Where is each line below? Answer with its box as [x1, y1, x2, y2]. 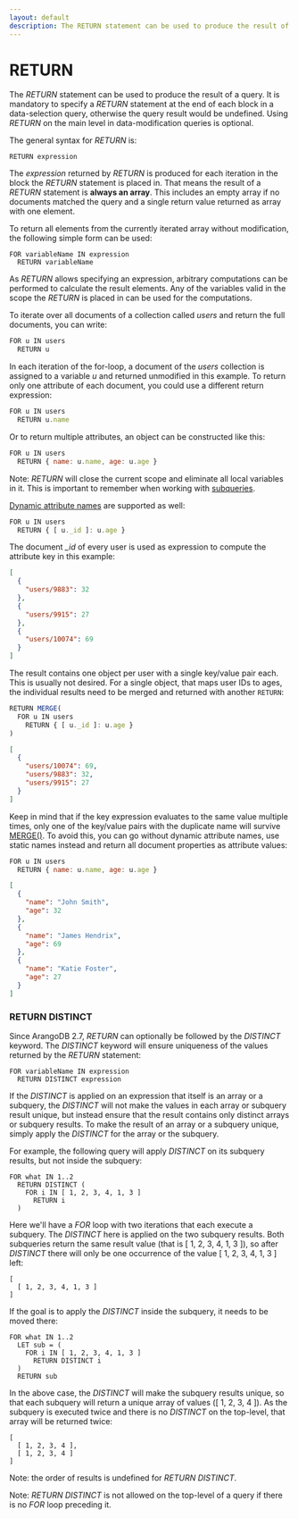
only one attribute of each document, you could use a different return [9, 381, 264, 391]
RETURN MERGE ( [9, 704, 62, 713]
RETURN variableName [17, 258, 94, 267]
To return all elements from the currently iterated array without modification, [9, 223, 289, 234]
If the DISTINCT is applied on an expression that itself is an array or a [9, 1090, 263, 1101]
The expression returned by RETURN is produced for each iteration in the [9, 168, 278, 179]
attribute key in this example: [9, 551, 116, 562]
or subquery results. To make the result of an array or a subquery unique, [9, 1119, 279, 1129]
